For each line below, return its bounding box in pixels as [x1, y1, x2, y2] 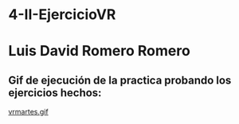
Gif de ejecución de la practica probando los [8, 73, 232, 87]
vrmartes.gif [8, 107, 49, 117]
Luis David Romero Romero [8, 42, 191, 60]
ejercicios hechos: [8, 86, 102, 99]
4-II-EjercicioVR [8, 6, 116, 24]
